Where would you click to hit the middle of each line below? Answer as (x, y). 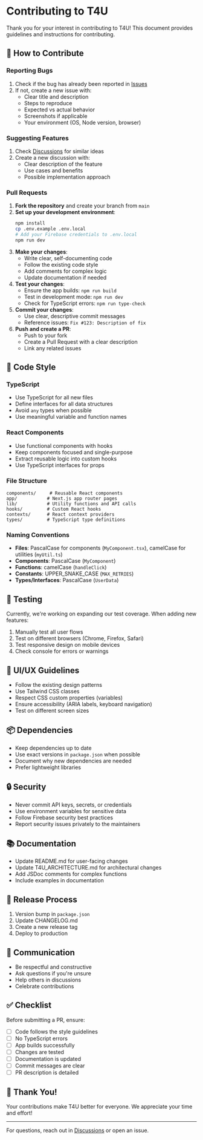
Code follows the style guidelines (56, 1031)
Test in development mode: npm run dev (74, 296)
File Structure (27, 480)
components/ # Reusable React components (64, 493)
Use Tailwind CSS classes (47, 691)
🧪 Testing (24, 599)
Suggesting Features (38, 138)
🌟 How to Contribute (45, 54)
